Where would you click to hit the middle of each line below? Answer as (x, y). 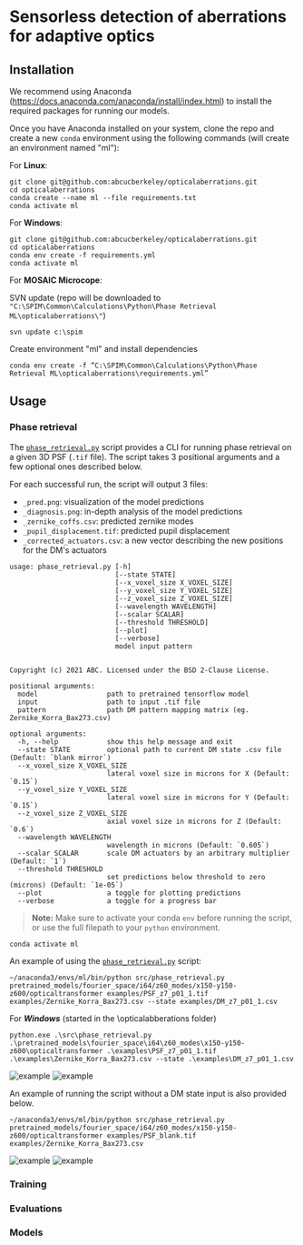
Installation (42, 70)
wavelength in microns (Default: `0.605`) (188, 845)
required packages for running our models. (90, 110)
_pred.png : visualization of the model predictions (113, 501)
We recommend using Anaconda (70, 91)
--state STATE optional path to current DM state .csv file (150, 749)
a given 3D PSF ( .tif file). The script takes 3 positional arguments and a (145, 457)
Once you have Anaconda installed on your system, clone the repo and (142, 128)
